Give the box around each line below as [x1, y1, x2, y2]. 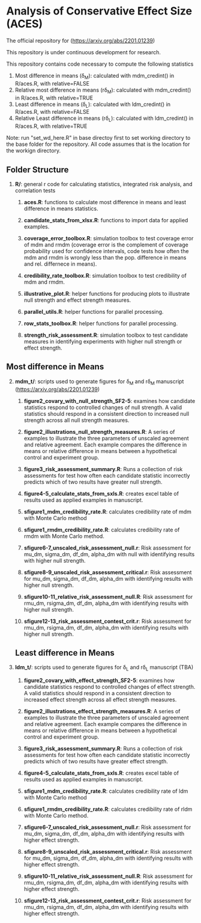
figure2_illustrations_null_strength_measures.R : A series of [23, 428, 175, 435]
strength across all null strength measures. [23, 416, 130, 424]
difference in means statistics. [23, 205, 98, 212]
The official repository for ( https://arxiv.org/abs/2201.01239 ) [6, 37, 155, 44]
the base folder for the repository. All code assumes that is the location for [6, 140, 190, 148]
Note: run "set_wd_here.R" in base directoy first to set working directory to [6, 134, 191, 142]
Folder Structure [6, 164, 69, 175]
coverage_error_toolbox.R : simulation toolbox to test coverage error [23, 234, 194, 242]
